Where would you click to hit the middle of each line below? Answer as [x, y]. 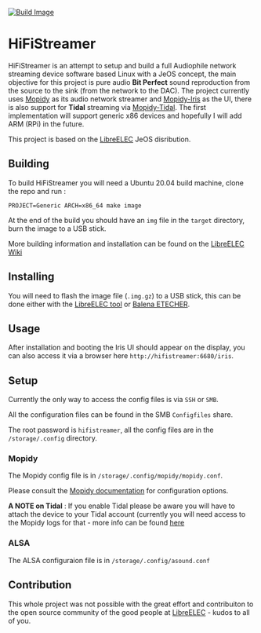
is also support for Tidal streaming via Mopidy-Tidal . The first [107, 107]
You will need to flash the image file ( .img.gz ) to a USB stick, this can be [125, 295]
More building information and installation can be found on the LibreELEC [126, 243]
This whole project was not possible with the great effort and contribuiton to [131, 604]
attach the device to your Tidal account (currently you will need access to [127, 514]
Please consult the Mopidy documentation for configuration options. [118, 491]
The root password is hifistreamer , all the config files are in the [111, 430]
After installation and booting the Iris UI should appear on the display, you [127, 348]
